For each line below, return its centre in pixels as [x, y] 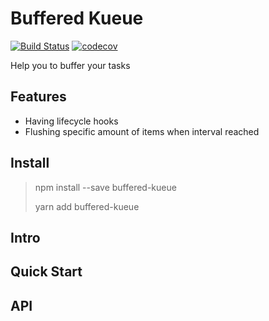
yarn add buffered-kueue [87, 206]
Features [38, 97]
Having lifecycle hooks [71, 121]
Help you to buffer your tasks [70, 65]
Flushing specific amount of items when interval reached [142, 131]
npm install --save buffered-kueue [105, 187]
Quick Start [46, 272]
